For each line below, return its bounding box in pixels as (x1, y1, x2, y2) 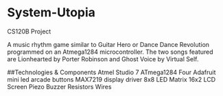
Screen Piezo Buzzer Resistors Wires (7, 82, 112, 91)
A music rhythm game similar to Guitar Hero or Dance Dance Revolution (7, 40, 210, 48)
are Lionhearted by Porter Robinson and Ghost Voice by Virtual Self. (7, 54, 199, 63)
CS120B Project (7, 27, 51, 35)
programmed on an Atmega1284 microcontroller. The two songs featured (7, 48, 214, 56)
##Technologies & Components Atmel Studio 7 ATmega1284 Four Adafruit (7, 68, 216, 76)
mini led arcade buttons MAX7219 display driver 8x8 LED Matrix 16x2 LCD (7, 75, 216, 83)
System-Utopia (7, 5, 96, 20)
